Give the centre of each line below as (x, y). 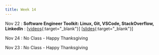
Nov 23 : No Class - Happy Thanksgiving (47, 47)
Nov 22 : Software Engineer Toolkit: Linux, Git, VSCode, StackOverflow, (79, 23)
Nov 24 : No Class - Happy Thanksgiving (47, 38)
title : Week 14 (21, 9)
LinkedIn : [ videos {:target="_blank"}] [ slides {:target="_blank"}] (69, 28)
